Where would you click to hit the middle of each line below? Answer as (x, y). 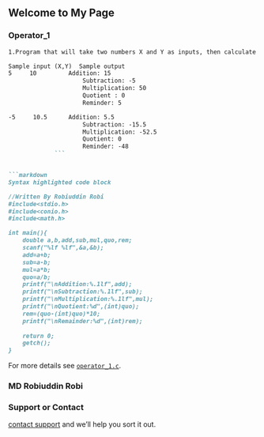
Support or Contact (46, 408)
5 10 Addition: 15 (60, 73)
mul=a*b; (37, 269)
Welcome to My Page (61, 13)
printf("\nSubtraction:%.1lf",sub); (83, 292)
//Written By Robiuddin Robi (56, 197)
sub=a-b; (37, 262)
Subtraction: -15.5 (115, 124)
